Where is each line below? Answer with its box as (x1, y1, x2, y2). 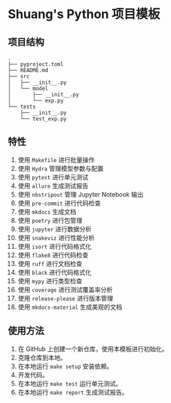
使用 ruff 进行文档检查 (17, 259, 83, 267)
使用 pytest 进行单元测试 (17, 172, 89, 181)
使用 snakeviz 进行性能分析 (17, 233, 95, 242)
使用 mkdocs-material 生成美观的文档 (17, 303, 123, 311)
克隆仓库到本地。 (17, 353, 67, 361)
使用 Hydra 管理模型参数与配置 (17, 164, 104, 172)
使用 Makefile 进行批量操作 (17, 155, 95, 163)
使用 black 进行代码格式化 (17, 268, 92, 276)
